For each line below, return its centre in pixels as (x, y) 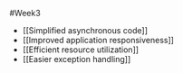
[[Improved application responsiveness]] (98, 40)
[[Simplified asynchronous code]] (85, 30)
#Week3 (25, 13)
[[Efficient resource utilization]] (80, 50)
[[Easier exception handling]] (77, 59)
